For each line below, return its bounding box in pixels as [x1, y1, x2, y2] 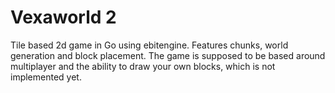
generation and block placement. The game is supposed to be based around [10, 49, 326, 61]
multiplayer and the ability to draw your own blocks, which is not [10, 60, 276, 72]
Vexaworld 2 [10, 6, 117, 29]
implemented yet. [10, 71, 82, 83]
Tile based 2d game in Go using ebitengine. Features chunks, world [10, 39, 289, 51]
